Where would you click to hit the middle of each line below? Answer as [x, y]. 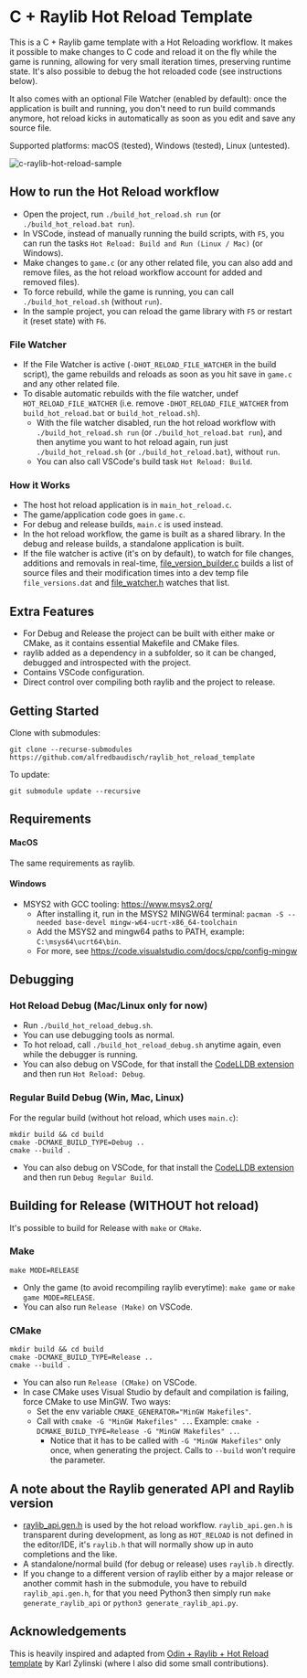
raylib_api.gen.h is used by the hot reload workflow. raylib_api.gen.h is [158, 1524]
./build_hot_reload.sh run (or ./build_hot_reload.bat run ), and [159, 432]
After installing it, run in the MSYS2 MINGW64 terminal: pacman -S [160, 913]
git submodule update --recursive [75, 791]
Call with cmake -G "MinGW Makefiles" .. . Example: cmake [144, 1421]
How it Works [40, 484]
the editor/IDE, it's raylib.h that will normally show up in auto [138, 1544]
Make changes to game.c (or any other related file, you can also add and [158, 262]
